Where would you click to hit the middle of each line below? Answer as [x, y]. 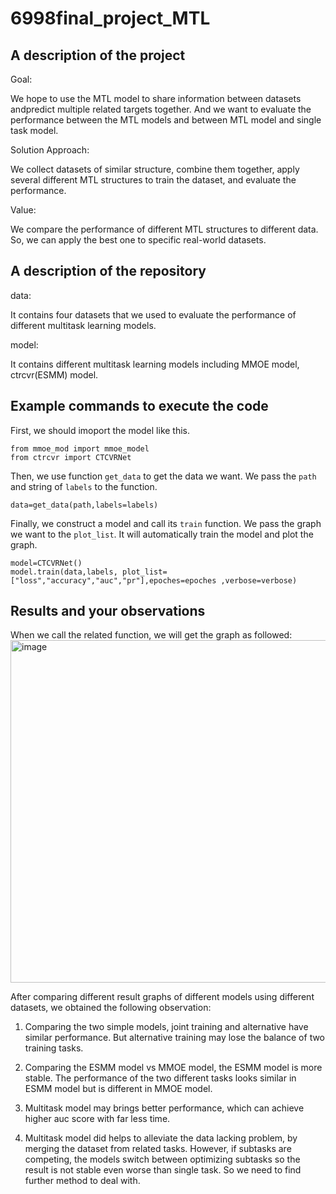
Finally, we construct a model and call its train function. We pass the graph [166, 523]
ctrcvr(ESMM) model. [54, 374]
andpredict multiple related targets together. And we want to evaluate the [161, 109]
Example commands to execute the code [139, 406]
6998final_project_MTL [110, 18]
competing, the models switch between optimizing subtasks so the [162, 1159]
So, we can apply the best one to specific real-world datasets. [138, 240]
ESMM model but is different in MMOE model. [118, 1089]
